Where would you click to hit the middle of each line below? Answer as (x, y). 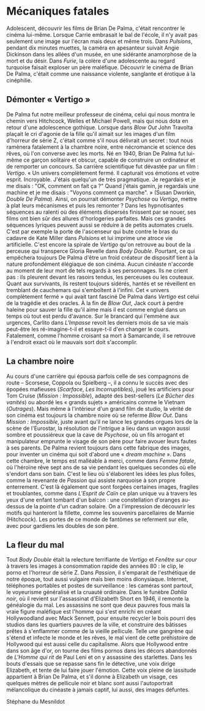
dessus (16, 506)
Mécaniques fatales (58, 11)
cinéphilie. (19, 80)
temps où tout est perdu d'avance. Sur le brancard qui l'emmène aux (93, 316)
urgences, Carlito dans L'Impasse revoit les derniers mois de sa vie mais (97, 322)
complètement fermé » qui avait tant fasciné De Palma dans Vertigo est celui (103, 296)
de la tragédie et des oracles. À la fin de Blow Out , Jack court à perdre (95, 303)
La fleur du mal (35, 545)
